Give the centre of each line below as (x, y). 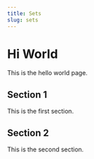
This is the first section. (40, 112)
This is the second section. (46, 149)
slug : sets (23, 20)
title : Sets (24, 13)
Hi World (33, 54)
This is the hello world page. (47, 73)
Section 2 (28, 132)
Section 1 (27, 95)
